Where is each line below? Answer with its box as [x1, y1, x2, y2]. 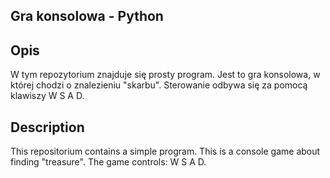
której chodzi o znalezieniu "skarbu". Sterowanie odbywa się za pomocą [10, 79, 308, 91]
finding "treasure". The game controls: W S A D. [10, 156, 207, 168]
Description [10, 119, 85, 136]
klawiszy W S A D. [10, 90, 85, 102]
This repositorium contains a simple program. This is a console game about [10, 145, 321, 158]
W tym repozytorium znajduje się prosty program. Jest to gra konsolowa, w [10, 69, 321, 81]
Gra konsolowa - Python [10, 8, 164, 25]
